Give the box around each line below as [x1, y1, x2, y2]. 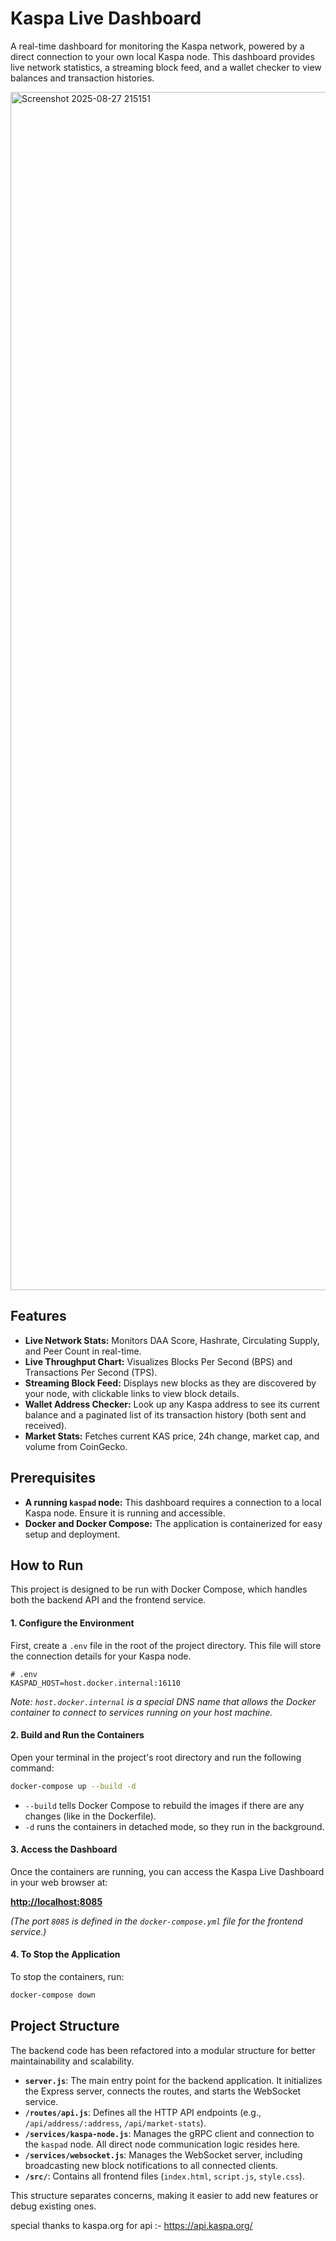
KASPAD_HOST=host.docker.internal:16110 [10, 1678, 182, 1688]
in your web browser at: [10, 1876, 108, 1888]
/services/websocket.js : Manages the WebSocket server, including [24, 2148, 303, 2161]
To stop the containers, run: [10, 1971, 125, 1983]
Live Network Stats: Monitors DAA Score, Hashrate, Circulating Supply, [24, 1334, 320, 1346]
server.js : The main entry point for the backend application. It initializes [24, 2074, 323, 2086]
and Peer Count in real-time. [24, 1345, 142, 1357]
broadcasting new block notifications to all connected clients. [24, 2159, 278, 2171]
